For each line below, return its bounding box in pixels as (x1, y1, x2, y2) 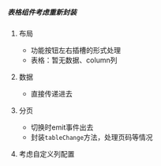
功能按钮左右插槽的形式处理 (30, 45, 122, 55)
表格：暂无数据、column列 (30, 55, 118, 65)
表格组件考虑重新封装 (7, 7, 77, 17)
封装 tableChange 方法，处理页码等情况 (30, 132, 153, 141)
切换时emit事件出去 (30, 123, 94, 132)
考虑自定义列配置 (18, 149, 75, 158)
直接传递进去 (30, 89, 73, 98)
